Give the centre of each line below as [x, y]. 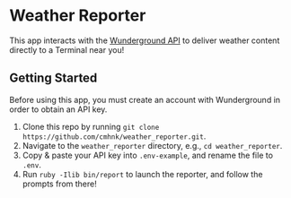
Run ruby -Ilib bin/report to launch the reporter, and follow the [142, 174]
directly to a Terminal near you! [67, 49]
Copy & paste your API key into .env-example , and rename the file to [148, 155]
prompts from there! [59, 184]
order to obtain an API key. [58, 109]
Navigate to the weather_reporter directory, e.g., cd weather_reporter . [152, 145]
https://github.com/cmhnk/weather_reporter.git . [114, 136]
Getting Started [53, 78]
